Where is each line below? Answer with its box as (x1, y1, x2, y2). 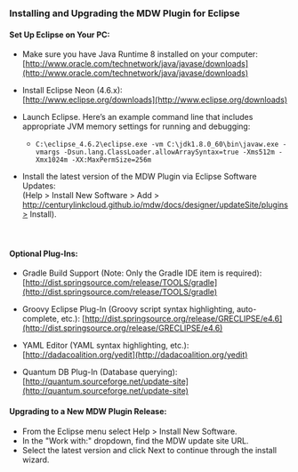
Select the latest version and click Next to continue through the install (21, 444, 278, 455)
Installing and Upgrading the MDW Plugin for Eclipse (9, 7, 240, 20)
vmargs (35, 148, 60, 157)
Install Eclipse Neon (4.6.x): (21, 85, 123, 96)
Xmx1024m (35, 156, 68, 164)
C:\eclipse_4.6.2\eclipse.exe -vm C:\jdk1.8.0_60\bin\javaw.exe (35, 140, 279, 149)
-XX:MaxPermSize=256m (71, 156, 152, 164)
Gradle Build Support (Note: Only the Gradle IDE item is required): (21, 268, 262, 278)
